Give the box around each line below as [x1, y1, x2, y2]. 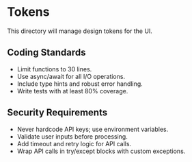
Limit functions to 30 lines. [16, 65, 92, 73]
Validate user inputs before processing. [16, 132, 128, 141]
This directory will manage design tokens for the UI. [7, 27, 152, 35]
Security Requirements [7, 107, 108, 119]
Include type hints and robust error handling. [16, 80, 143, 88]
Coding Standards [7, 47, 86, 58]
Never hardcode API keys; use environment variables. [16, 125, 169, 133]
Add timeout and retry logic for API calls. [16, 139, 132, 148]
